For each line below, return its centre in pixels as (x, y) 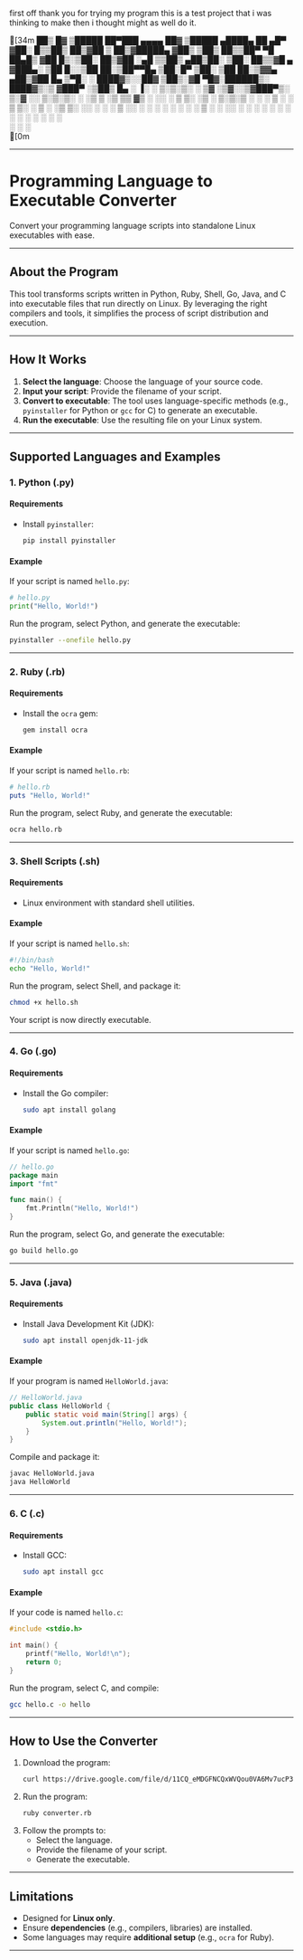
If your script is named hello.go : (69, 1150)
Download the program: (66, 1763)
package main (34, 1175)
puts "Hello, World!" (50, 795)
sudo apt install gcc (63, 1572)
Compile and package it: (55, 1457)
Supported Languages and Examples (115, 456)
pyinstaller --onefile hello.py (70, 640)
